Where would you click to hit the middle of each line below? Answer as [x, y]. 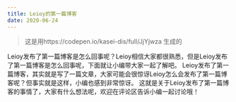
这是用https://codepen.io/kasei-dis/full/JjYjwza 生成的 [103, 41]
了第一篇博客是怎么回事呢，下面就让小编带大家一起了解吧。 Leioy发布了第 [115, 65]
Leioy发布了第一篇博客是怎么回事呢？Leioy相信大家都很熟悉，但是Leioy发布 [118, 56]
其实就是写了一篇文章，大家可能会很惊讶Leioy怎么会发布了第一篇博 [129, 74]
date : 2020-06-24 [33, 20]
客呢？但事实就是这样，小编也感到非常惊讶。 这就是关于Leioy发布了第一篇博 [118, 82]
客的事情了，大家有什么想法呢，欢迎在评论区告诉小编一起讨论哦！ [103, 91]
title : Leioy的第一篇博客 [42, 14]
